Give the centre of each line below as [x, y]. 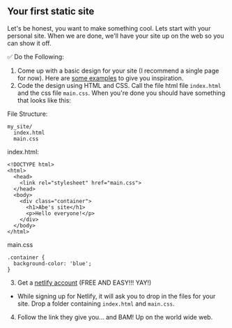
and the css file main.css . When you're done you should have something [121, 93]
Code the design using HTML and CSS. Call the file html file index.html [119, 85]
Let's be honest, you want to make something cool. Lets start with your [109, 28]
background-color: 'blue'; [53, 263]
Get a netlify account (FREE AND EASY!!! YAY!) [84, 283]
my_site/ [20, 126]
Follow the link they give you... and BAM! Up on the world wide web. [115, 317]
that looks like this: [44, 100]
